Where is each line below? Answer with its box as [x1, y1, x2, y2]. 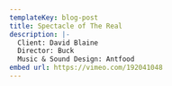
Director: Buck [17, 47, 75, 56]
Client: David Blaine [17, 38, 99, 47]
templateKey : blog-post [9, 13, 99, 22]
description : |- [9, 30, 70, 39]
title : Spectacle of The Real [9, 21, 123, 30]
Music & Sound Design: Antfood [17, 55, 135, 64]
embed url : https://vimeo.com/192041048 [9, 64, 164, 73]
